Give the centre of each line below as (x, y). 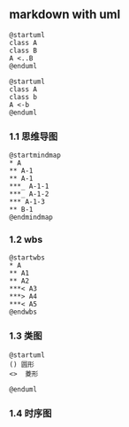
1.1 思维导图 (34, 136)
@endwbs (23, 312)
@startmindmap (35, 155)
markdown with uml (65, 15)
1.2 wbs (26, 240)
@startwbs (27, 258)
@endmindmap (31, 217)
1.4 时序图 (30, 413)
